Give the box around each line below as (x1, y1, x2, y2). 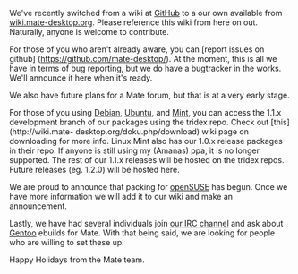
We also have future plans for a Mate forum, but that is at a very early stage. (9, 90, 290, 100)
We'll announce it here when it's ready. (9, 73, 153, 83)
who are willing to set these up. (9, 237, 125, 247)
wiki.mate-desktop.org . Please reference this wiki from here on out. (9, 17, 258, 28)
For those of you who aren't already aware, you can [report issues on (9, 44, 265, 55)
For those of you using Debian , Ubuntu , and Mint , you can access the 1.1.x (9, 107, 282, 117)
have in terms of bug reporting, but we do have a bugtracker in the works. (9, 63, 282, 73)
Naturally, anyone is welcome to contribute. (9, 27, 170, 37)
